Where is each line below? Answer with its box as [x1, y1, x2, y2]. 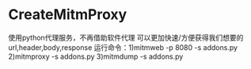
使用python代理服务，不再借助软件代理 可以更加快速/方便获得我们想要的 [8, 33, 244, 42]
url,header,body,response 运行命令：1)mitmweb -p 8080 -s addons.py [8, 42, 238, 52]
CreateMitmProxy [8, 6, 127, 24]
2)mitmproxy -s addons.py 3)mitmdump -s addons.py [8, 52, 184, 61]
